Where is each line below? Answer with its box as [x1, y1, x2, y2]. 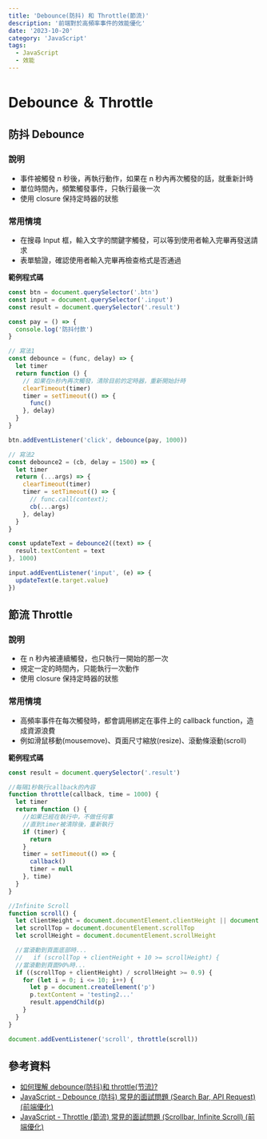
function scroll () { [8, 909, 78, 918]
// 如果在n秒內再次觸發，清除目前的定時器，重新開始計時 [22, 377, 186, 385]
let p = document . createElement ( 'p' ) [29, 983, 156, 992]
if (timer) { [22, 827, 66, 836]
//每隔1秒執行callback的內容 [8, 783, 96, 791]
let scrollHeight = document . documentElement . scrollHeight [15, 931, 217, 940]
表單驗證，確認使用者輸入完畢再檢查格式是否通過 [19, 256, 181, 265]
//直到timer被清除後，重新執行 [22, 820, 114, 828]
